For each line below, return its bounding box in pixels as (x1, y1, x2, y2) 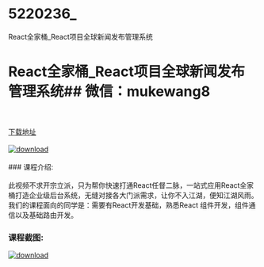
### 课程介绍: (8, 162, 54, 171)
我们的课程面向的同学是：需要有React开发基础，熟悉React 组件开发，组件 (8, 200, 250, 210)
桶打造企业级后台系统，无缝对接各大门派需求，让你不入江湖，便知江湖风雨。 (8, 190, 258, 200)
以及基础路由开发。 (14, 210, 78, 219)
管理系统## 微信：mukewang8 (8, 82, 211, 101)
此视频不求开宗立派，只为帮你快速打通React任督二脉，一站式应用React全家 (8, 180, 254, 190)
